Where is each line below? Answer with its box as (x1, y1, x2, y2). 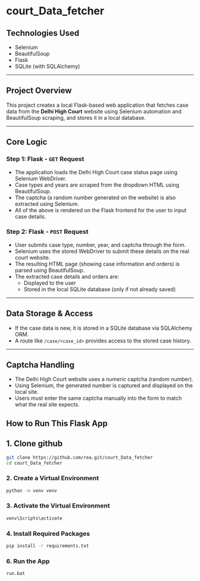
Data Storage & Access (6, 308, 93, 319)
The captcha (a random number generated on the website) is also (14, 194, 176, 201)
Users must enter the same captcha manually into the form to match (14, 395, 182, 402)
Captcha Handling (6, 360, 74, 370)
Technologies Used (6, 28, 79, 38)
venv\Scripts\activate (6, 515, 62, 521)
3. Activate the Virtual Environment (6, 502, 110, 510)
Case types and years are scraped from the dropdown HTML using (14, 181, 180, 188)
